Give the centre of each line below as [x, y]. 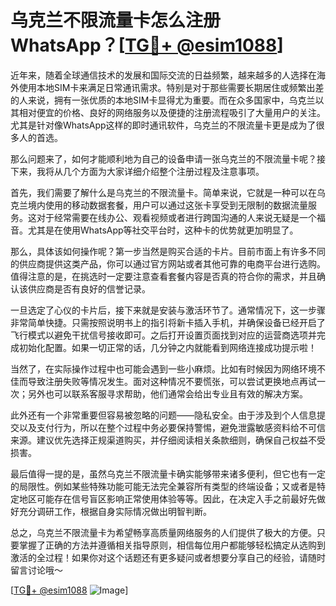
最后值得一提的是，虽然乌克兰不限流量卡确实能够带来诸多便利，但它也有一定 [168, 473]
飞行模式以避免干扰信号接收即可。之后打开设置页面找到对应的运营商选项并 [163, 335]
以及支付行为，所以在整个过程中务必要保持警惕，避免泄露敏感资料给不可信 [172, 427]
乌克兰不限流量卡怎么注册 [116, 20]
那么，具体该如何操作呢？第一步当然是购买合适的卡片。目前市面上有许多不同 [168, 251]
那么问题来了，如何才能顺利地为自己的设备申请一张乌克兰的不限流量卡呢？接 [168, 158]
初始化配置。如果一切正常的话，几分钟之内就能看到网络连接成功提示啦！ [167, 347]
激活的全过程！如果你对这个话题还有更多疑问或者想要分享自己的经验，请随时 [168, 557]
